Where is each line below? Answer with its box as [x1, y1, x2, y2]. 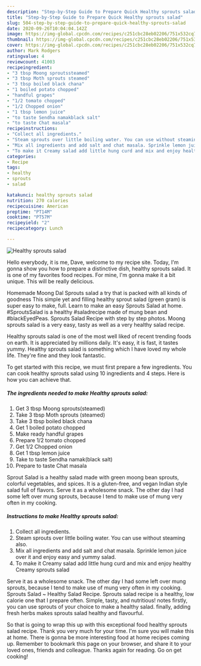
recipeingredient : [7, 64, 52, 71]
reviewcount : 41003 [7, 59, 55, 65]
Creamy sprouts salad [15, 566, 70, 573]
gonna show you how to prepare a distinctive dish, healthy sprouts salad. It [7, 264, 191, 272]
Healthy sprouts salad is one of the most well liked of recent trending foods [7, 333, 191, 340]
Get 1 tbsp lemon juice [15, 449, 70, 457]
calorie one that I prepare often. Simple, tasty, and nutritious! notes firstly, [7, 597, 188, 604]
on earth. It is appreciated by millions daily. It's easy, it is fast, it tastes [7, 339, 178, 346]
